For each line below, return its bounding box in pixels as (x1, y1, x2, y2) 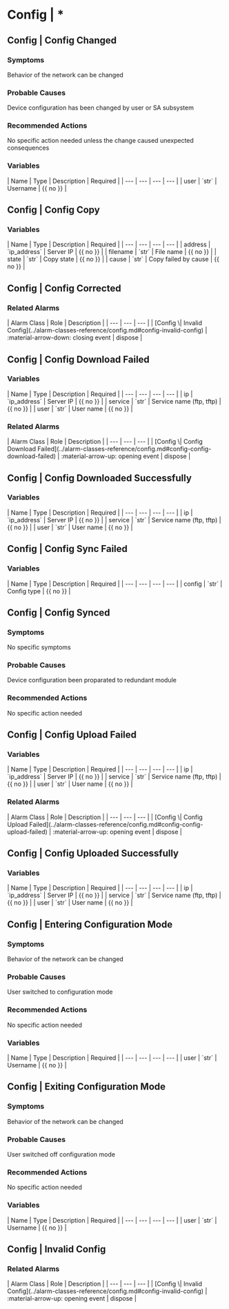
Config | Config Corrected (7, 282, 121, 294)
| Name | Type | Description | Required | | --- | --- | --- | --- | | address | (7, 240, 211, 248)
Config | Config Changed (7, 35, 117, 46)
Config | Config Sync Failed (7, 543, 128, 555)
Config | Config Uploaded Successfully (7, 847, 179, 859)
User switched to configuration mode (7, 987, 113, 996)
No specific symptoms (7, 643, 71, 651)
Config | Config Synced (7, 607, 110, 618)
